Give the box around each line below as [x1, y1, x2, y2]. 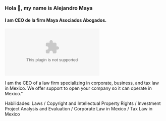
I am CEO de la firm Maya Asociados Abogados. [5, 17, 107, 23]
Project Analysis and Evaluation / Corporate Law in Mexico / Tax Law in [5, 106, 153, 112]
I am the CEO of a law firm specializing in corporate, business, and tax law [5, 80, 159, 86]
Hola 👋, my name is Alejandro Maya [5, 5, 93, 12]
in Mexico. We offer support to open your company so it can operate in [5, 85, 152, 91]
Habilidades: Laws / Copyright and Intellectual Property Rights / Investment [5, 100, 161, 106]
